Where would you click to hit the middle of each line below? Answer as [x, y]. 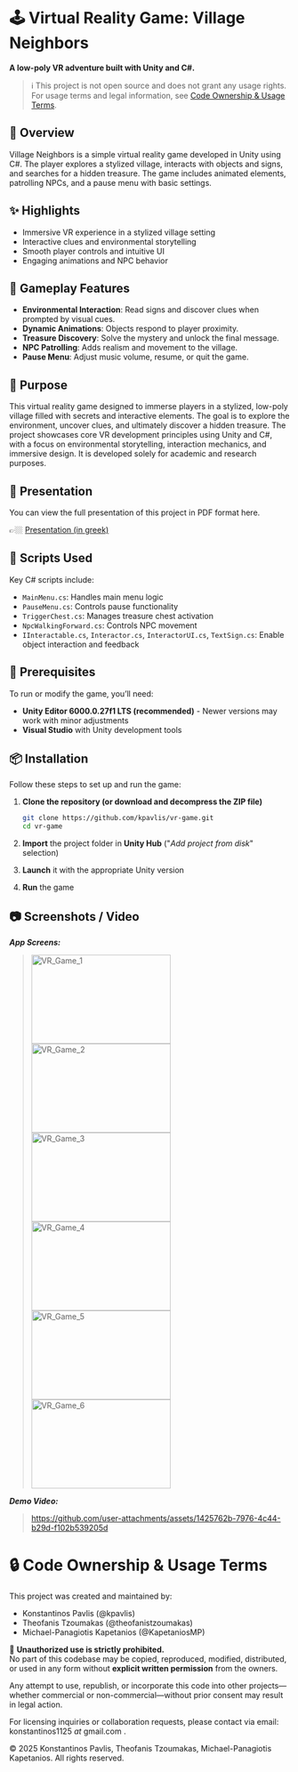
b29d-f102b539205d [69, 1528]
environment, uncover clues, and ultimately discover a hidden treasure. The [148, 425]
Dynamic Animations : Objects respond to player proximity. [130, 329]
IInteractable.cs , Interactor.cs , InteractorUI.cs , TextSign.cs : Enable [153, 634]
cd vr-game [42, 826]
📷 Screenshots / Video [74, 917]
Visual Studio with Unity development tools [102, 729]
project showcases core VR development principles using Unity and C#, [141, 435]
